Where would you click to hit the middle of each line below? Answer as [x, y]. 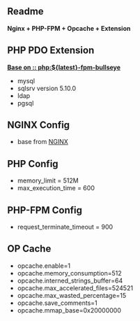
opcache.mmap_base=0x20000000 [69, 310]
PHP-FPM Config [45, 210]
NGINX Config [39, 125]
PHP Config [33, 164]
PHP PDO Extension [51, 51]
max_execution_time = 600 [56, 188]
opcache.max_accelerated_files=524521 [75, 288]
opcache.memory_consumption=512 [69, 273]
